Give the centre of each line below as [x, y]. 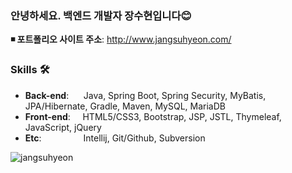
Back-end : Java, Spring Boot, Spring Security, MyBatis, [145, 95]
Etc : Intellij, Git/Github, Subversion [115, 138]
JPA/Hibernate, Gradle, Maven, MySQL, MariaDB [125, 106]
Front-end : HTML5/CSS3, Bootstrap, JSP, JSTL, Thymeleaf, [153, 116]
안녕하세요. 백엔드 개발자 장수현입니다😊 [101, 15]
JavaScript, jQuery [63, 127]
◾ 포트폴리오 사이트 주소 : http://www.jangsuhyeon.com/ [121, 39]
